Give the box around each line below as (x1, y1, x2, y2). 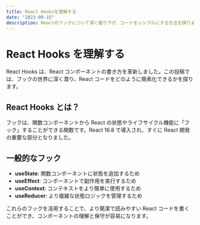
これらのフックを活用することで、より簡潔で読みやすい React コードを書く (6, 205, 190, 212)
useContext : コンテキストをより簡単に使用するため (14, 185, 142, 192)
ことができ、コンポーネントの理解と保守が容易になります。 (6, 212, 152, 219)
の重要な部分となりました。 (6, 134, 74, 141)
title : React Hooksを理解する (6, 8, 77, 15)
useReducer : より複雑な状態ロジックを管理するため (14, 192, 143, 199)
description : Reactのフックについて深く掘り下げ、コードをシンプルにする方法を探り (6, 20, 192, 26)
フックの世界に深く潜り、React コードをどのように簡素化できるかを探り (16, 76, 193, 83)
